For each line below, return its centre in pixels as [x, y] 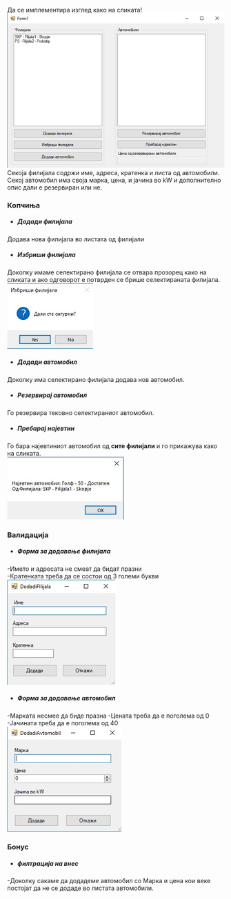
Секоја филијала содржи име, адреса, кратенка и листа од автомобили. [113, 172]
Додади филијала [44, 222]
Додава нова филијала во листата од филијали [76, 239]
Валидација [28, 535]
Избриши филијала [46, 255]
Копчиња [23, 205]
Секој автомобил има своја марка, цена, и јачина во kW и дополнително [114, 180]
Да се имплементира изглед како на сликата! [75, 10]
